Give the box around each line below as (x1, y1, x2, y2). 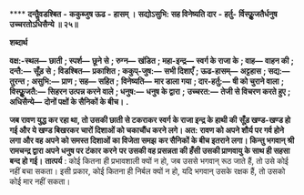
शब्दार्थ (9, 37, 28, 47)
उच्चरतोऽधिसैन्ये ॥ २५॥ (9, 19, 79, 29)
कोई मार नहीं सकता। (9, 176, 71, 187)
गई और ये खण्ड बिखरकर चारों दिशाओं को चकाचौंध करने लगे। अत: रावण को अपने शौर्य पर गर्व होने (9, 125, 285, 136)
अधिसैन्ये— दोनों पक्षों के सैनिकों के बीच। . (9, 97, 129, 107)
